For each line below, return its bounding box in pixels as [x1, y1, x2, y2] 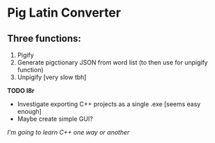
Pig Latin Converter [7, 5, 121, 21]
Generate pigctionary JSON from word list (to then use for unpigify [17, 58, 208, 67]
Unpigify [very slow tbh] [17, 73, 87, 81]
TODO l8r [7, 87, 35, 94]
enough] [17, 108, 42, 115]
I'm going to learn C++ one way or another [7, 128, 130, 136]
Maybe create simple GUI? [17, 115, 94, 123]
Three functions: [7, 33, 82, 44]
